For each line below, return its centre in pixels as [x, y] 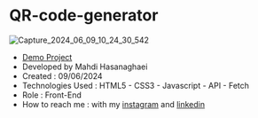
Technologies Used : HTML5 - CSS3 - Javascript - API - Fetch [136, 85]
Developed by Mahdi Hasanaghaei [85, 67]
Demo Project [47, 57]
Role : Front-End [52, 95]
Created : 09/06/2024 [63, 75]
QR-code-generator [84, 16]
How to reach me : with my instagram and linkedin [113, 104]
